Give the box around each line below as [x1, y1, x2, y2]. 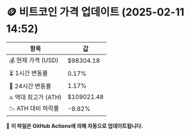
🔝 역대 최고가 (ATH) [9, 93, 62, 101]
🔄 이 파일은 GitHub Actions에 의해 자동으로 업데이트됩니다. [6, 122, 143, 129]
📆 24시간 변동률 [9, 82, 51, 90]
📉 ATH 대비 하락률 [9, 104, 59, 112]
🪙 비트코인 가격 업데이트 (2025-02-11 [6, 5, 185, 19]
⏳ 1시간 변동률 [9, 69, 49, 77]
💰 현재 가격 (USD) [9, 56, 59, 64]
